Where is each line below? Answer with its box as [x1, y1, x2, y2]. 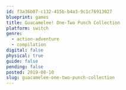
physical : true [6, 53, 44, 59]
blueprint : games [6, 14, 49, 20]
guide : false [6, 58, 38, 64]
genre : [6, 31, 22, 37]
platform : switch [6, 25, 49, 31]
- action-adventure [11, 36, 60, 42]
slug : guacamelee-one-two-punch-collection [6, 75, 115, 81]
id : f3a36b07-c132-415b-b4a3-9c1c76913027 [6, 8, 112, 15]
